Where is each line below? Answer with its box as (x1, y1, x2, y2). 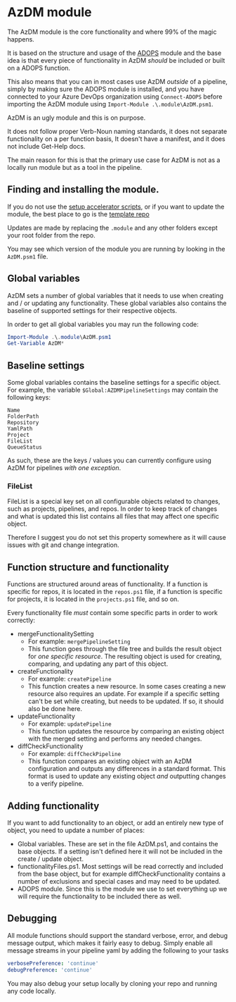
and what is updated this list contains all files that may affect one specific (7, 512, 220, 521)
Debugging (7, 913, 58, 924)
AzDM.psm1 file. (7, 252, 48, 261)
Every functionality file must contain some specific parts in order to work (7, 609, 218, 617)
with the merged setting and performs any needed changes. (27, 734, 202, 743)
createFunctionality (17, 667, 74, 676)
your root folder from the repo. (7, 230, 96, 240)
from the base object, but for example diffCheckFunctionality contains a (17, 870, 226, 878)
